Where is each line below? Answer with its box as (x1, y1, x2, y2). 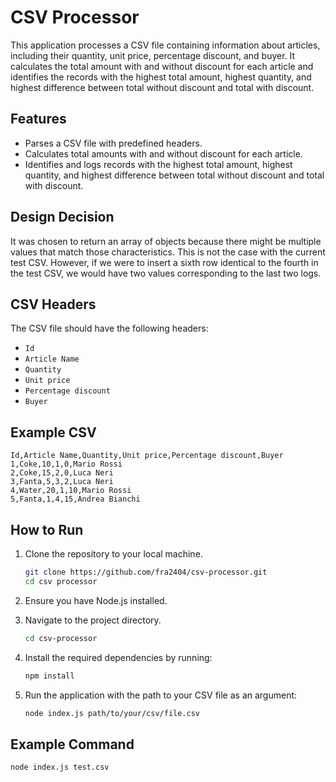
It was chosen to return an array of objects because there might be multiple (10, 235, 322, 247)
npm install (24, 671, 75, 681)
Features (10, 111, 67, 128)
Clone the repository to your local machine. (24, 548, 203, 560)
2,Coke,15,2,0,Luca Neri (10, 468, 114, 478)
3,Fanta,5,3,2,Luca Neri (10, 477, 114, 487)
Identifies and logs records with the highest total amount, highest (24, 158, 293, 170)
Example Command (10, 736, 135, 753)
